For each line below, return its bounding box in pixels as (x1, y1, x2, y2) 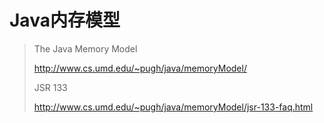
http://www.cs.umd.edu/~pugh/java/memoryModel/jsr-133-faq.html (33, 101, 314, 113)
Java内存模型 (9, 9, 121, 32)
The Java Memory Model (33, 42, 138, 55)
